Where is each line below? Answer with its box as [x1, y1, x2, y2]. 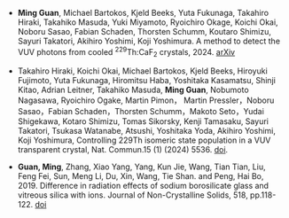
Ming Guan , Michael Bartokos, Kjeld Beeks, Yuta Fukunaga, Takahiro [17, 8, 269, 18]
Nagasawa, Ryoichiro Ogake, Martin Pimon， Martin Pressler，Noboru [17, 95, 275, 105]
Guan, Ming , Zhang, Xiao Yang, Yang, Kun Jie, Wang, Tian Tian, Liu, [17, 161, 266, 172]
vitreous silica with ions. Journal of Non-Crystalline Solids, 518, [17, 190, 248, 200]
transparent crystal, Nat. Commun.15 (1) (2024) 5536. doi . [17, 144, 229, 155]
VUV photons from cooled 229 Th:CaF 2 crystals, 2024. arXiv [17, 45, 236, 59]
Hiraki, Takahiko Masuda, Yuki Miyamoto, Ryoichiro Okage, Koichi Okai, [17, 17, 278, 27]
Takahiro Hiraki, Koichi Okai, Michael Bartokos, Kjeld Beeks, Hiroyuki [17, 66, 268, 76]
